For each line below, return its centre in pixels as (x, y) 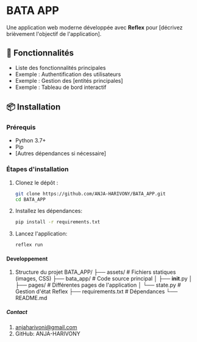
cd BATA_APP (30, 199)
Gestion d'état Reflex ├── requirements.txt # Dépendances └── (96, 291)
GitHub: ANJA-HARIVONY (48, 334)
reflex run (29, 245)
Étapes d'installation (38, 169)
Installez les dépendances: (49, 211)
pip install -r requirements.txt (58, 222)
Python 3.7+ (30, 141)
